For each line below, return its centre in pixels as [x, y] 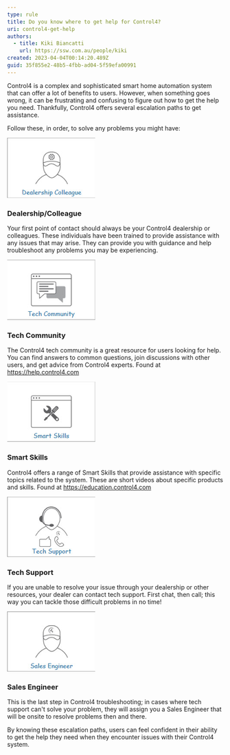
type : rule [23, 14]
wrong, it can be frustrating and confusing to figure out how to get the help [113, 100]
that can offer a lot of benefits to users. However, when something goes [109, 93]
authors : [20, 36]
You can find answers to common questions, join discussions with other [109, 358]
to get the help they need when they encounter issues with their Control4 [111, 737]
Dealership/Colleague [45, 213]
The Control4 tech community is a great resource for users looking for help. [114, 350]
